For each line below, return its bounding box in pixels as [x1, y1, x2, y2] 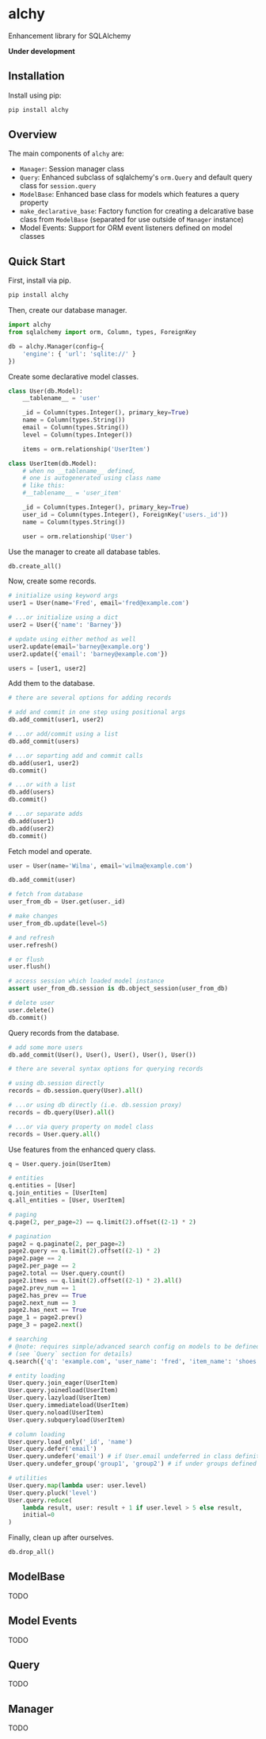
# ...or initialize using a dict [8, 614, 119, 621]
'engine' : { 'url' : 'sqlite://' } [22, 350, 136, 358]
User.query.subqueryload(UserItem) [8, 1416, 126, 1424]
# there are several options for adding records [8, 694, 172, 702]
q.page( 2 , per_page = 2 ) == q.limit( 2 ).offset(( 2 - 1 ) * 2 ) [8, 1218, 196, 1226]
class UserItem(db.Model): [8, 460, 97, 467]
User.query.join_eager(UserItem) [8, 1379, 119, 1387]
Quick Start [8, 255, 66, 268]
